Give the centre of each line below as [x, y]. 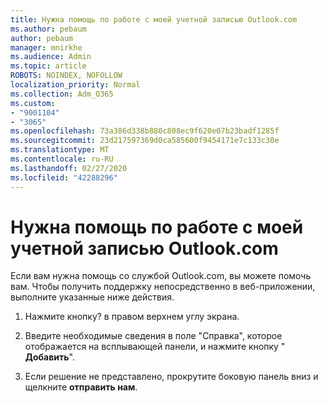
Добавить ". [49, 357]
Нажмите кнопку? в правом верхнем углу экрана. [132, 317]
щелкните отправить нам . [81, 387]
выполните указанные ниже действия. [92, 297]
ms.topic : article [48, 66]
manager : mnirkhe [46, 47]
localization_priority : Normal [75, 85]
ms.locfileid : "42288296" [64, 177]
